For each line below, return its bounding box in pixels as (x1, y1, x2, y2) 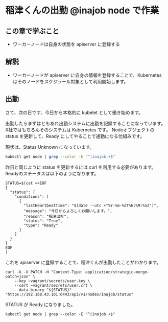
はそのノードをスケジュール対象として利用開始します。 (12, 78, 129, 84)
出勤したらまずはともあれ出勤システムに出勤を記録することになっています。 (5, 120, 166, 126)
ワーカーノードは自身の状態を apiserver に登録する (12, 41, 120, 47)
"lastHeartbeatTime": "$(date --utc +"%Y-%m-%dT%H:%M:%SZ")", (23, 203, 159, 208)
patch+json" (5, 274, 31, 279)
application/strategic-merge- (85, 269, 150, 274)
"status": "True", (23, 218, 63, 223)
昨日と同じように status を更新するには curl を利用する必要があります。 (5, 164, 156, 170)
